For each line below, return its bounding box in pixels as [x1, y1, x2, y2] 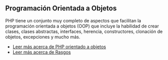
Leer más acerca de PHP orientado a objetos [12, 43, 106, 50]
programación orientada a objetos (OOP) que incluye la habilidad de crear [5, 23, 159, 29]
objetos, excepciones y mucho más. [5, 34, 80, 40]
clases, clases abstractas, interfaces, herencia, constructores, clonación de [5, 28, 163, 35]
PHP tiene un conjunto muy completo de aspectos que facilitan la [5, 17, 142, 23]
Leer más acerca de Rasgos [12, 49, 71, 55]
